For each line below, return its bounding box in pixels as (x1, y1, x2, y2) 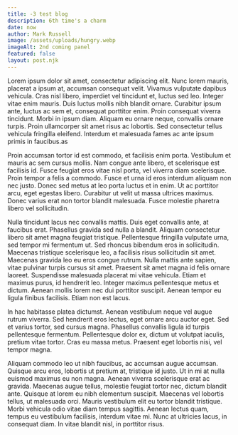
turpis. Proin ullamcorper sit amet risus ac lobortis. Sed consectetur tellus (7, 122, 222, 130)
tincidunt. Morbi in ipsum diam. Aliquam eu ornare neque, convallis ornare (7, 114, 224, 123)
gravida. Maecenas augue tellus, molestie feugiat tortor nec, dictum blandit (7, 382, 227, 390)
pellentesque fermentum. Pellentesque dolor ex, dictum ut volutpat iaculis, (7, 329, 225, 339)
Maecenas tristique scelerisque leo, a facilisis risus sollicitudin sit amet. (7, 247, 217, 257)
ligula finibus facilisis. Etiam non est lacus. (7, 293, 131, 302)
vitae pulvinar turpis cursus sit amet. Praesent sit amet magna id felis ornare (7, 263, 230, 272)
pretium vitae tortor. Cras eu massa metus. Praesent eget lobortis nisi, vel (7, 337, 222, 346)
